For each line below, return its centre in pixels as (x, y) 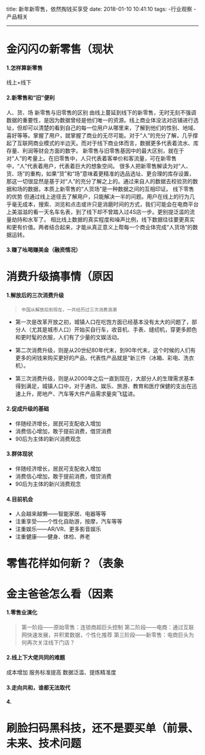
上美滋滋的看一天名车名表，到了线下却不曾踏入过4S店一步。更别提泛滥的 (98, 212)
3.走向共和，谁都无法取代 (38, 687)
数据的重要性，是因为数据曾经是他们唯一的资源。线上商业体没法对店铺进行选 (103, 120)
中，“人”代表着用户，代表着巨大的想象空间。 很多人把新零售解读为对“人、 (99, 166)
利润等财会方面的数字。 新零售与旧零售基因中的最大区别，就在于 (103, 150)
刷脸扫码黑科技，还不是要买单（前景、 (103, 728)
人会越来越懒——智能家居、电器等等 (61, 514)
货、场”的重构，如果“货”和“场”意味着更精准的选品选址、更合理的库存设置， (100, 174)
